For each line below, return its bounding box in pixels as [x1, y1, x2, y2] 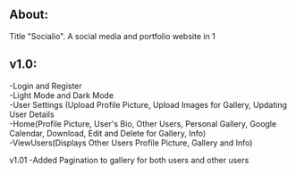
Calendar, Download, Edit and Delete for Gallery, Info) [9, 128, 207, 138]
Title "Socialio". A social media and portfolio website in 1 [9, 30, 216, 41]
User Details [9, 109, 55, 120]
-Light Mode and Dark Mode [9, 89, 114, 101]
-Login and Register [9, 80, 82, 91]
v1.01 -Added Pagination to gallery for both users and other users [9, 154, 249, 165]
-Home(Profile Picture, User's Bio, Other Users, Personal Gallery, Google [9, 118, 277, 128]
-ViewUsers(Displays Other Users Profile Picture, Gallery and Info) [9, 137, 253, 148]
